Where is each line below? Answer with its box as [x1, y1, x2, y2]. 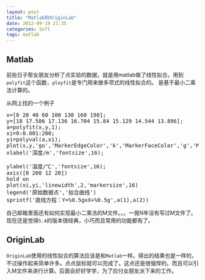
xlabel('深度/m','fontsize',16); [6, 149, 104, 156]
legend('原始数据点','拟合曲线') [6, 188, 96, 196]
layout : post [6, 9, 40, 15]
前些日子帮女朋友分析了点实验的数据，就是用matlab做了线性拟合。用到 [6, 71, 184, 78]
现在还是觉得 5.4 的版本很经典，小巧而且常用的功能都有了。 [6, 217, 154, 224]
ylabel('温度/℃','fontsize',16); [6, 163, 107, 170]
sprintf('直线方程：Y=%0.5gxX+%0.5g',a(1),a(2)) [6, 196, 149, 203]
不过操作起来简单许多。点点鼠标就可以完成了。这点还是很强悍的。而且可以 [6, 259, 193, 267]
